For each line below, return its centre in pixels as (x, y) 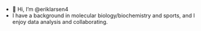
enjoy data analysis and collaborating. (60, 22)
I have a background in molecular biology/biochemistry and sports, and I (103, 15)
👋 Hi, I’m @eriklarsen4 (40, 9)
